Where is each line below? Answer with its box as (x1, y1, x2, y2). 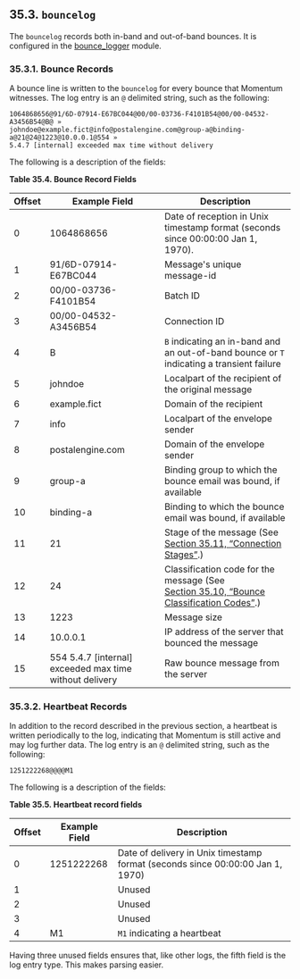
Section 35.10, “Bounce (164, 585, 266, 598)
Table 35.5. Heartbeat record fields (9, 799, 143, 810)
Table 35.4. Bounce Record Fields (9, 174, 137, 185)
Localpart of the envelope (164, 413, 272, 425)
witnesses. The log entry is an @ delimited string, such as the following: (9, 93, 270, 104)
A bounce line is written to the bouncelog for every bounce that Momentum (9, 83, 283, 94)
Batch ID (164, 289, 201, 302)
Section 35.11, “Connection (164, 538, 282, 550)
